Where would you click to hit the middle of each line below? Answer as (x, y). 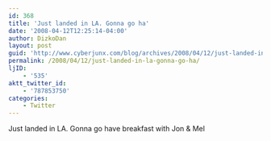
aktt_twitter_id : (38, 83)
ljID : (17, 68)
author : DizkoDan (38, 38)
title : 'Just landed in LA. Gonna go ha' (79, 23)
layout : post (30, 46)
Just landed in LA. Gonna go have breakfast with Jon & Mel (107, 129)
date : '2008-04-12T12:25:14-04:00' (68, 31)
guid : (17, 53)
